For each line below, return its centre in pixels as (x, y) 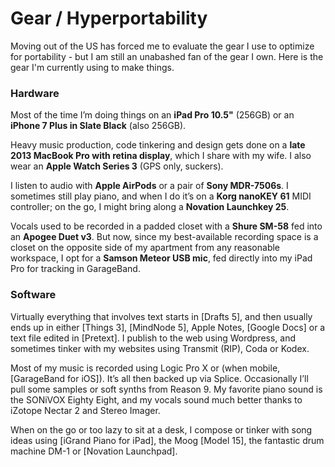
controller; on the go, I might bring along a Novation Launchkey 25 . (150, 207)
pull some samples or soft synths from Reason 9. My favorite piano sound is (166, 389)
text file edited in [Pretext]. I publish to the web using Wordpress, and (153, 338)
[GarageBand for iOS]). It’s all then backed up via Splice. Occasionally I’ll (159, 378)
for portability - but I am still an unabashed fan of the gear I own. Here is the (167, 56)
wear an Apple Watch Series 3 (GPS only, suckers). (117, 166)
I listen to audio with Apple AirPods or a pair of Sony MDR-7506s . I (149, 186)
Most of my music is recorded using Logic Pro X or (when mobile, (145, 368)
